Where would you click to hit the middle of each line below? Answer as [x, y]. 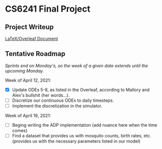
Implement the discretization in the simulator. [57, 106]
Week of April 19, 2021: [28, 116]
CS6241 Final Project [48, 9]
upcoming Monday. [25, 71]
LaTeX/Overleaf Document [32, 38]
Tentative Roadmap [35, 54]
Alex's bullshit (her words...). [41, 95]
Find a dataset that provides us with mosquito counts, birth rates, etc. [82, 136]
